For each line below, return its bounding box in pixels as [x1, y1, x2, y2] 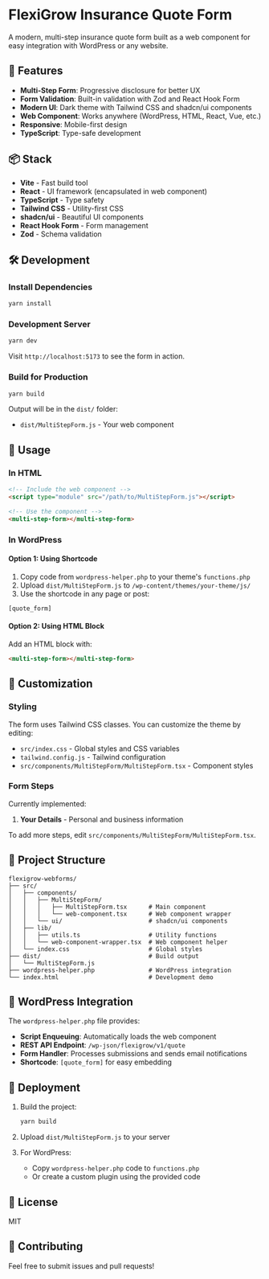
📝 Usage [8, 443, 51, 457]
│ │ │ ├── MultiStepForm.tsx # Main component [8, 903, 206, 911]
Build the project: [19, 1102, 77, 1112]
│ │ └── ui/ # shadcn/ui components [8, 916, 228, 925]
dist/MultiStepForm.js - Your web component [19, 420, 174, 429]
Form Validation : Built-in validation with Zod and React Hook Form [19, 94, 240, 104]
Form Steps [8, 781, 55, 792]
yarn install [8, 300, 52, 308]
